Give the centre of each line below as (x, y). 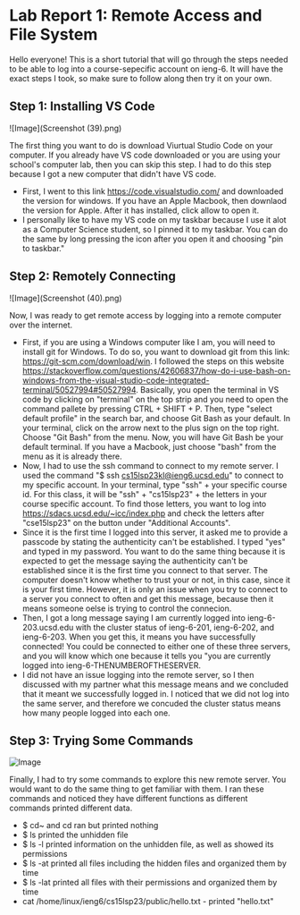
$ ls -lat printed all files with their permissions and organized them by (150, 883)
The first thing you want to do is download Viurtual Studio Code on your (142, 145)
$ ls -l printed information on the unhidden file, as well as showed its (148, 844)
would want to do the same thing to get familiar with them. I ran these (137, 789)
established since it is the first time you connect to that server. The (145, 570)
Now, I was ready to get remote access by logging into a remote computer (146, 315)
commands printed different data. (71, 808)
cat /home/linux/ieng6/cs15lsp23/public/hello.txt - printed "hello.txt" (148, 902)
